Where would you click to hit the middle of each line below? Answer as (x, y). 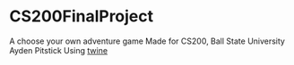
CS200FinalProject (82, 16)
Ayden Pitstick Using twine (59, 50)
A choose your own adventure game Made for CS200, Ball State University (147, 41)
